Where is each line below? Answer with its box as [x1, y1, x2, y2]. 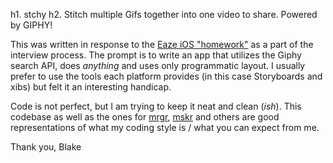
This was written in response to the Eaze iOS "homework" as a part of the [10, 39, 314, 50]
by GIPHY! [10, 19, 53, 31]
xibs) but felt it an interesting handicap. [10, 81, 172, 93]
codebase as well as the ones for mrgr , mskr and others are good [10, 111, 280, 123]
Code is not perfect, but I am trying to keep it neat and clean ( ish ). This [10, 100, 302, 112]
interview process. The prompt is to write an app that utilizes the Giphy [10, 49, 302, 61]
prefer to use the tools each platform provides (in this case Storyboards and [10, 70, 323, 82]
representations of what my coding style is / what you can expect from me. [10, 122, 320, 133]
